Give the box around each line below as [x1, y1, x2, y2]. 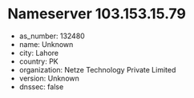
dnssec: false [18, 81, 64, 92]
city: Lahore [18, 48, 59, 57]
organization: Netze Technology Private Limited [18, 65, 176, 74]
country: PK [18, 57, 59, 66]
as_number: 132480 [18, 31, 85, 41]
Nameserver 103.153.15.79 [7, 5, 186, 23]
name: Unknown [18, 39, 74, 49]
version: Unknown [18, 73, 79, 83]
